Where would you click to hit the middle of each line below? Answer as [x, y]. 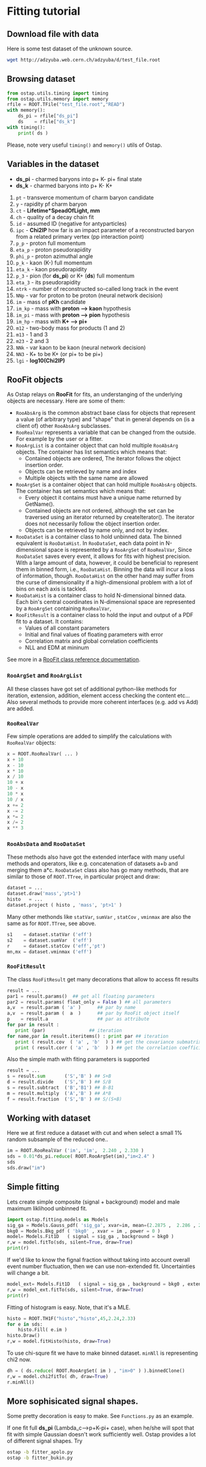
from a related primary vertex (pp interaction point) [80, 236]
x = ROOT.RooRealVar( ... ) [43, 754]
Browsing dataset [41, 79]
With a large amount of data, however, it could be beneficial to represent [107, 563]
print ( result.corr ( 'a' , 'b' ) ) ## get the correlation [96, 1048]
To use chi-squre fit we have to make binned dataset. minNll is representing [102, 1353]
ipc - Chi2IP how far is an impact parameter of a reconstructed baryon [105, 230]
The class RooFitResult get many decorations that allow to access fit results [103, 979]
